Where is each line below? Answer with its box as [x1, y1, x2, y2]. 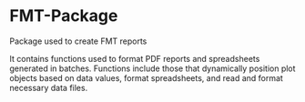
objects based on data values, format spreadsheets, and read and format [9, 72, 284, 83]
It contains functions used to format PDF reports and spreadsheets [9, 53, 260, 64]
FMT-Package [9, 5, 118, 26]
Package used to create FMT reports [9, 36, 147, 46]
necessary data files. [9, 82, 88, 93]
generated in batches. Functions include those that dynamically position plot [9, 63, 296, 74]
